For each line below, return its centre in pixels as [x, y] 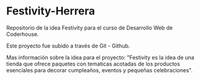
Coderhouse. [23, 34]
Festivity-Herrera [51, 11]
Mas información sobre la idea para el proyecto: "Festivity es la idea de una [100, 57]
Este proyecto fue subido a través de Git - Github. [68, 46]
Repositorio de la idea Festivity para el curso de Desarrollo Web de [89, 28]
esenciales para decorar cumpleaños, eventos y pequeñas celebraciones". [99, 70]
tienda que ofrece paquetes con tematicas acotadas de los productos [93, 64]
